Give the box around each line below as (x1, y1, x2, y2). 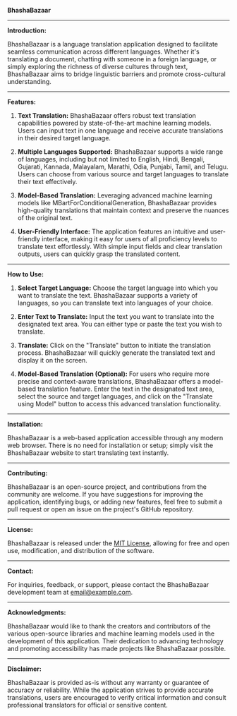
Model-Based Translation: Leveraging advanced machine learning (17, 191, 213, 200)
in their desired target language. (17, 134, 111, 142)
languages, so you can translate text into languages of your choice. (17, 299, 214, 307)
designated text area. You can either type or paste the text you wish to (17, 320, 222, 328)
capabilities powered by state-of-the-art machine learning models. (17, 119, 212, 127)
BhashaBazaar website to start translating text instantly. (7, 449, 169, 457)
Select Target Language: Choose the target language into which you (17, 284, 219, 292)
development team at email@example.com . (7, 588, 133, 596)
